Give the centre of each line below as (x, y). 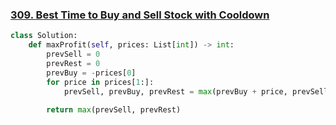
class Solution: (44, 36)
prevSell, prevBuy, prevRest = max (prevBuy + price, (175, 91)
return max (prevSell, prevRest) (114, 110)
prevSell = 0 (73, 54)
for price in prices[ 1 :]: (100, 82)
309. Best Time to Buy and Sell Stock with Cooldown (140, 15)
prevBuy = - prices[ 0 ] (91, 73)
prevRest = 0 (73, 63)
